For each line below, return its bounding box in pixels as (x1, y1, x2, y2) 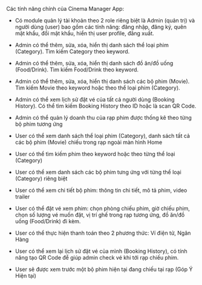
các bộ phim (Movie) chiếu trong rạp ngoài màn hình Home (15, 139, 163, 146)
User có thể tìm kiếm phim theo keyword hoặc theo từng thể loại (15, 151, 175, 157)
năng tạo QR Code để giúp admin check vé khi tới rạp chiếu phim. (15, 254, 179, 261)
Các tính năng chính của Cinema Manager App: (6, 5, 125, 12)
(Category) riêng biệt (15, 175, 68, 182)
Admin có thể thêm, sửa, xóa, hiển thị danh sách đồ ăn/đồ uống (15, 60, 174, 67)
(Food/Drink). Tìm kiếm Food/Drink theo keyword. (15, 66, 139, 73)
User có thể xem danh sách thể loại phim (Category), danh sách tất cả (15, 133, 191, 139)
